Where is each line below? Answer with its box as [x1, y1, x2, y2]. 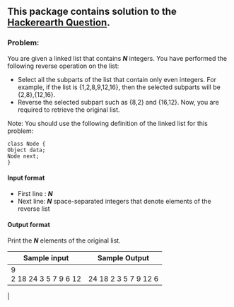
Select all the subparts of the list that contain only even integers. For [17, 75, 217, 83]
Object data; [7, 146, 46, 153]
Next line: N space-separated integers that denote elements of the [17, 197, 211, 205]
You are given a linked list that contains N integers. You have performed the [7, 54, 228, 62]
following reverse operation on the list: [7, 62, 119, 70]
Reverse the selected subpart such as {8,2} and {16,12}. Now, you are [17, 98, 219, 106]
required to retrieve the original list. [17, 105, 120, 114]
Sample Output [97, 253, 150, 263]
